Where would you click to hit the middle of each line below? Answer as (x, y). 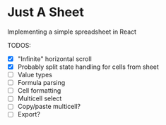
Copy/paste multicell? (49, 107)
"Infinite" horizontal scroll (54, 59)
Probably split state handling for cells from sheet (88, 67)
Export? (29, 114)
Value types (35, 75)
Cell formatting (39, 91)
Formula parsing (41, 83)
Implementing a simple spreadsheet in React (72, 32)
